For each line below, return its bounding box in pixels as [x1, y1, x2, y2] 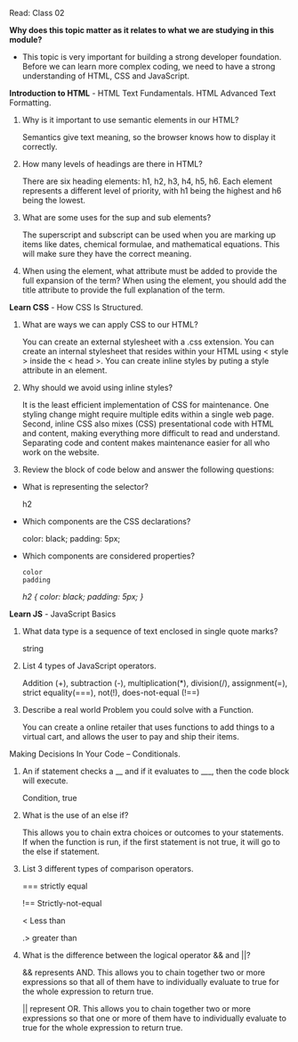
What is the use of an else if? [21, 810, 129, 820]
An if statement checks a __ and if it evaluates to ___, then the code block [21, 766, 290, 776]
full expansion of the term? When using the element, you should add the [21, 276, 287, 285]
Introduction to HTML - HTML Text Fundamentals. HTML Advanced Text [9, 88, 277, 98]
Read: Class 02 [9, 8, 65, 18]
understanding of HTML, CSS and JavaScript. [21, 70, 189, 81]
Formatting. [9, 97, 52, 108]
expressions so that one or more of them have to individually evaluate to [21, 1013, 287, 1023]
